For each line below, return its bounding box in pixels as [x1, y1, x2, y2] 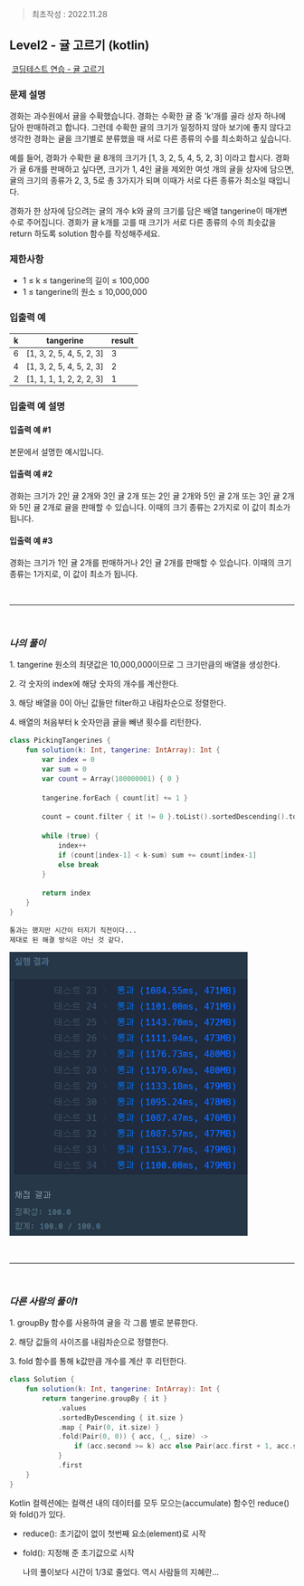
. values [57, 1403, 88, 1412]
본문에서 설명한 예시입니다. [9, 446, 104, 457]
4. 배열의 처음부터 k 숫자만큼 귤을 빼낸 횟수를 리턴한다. [9, 717, 202, 727]
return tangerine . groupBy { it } [42, 1393, 168, 1403]
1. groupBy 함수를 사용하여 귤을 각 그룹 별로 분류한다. [9, 1317, 198, 1328]
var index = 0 [42, 755, 95, 765]
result [111, 335, 134, 347]
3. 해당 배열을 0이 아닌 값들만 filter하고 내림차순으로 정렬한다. [9, 698, 227, 708]
